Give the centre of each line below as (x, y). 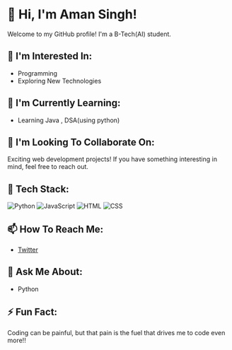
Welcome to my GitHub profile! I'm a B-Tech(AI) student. (89, 34)
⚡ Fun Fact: (33, 312)
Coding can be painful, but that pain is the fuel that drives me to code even (116, 332)
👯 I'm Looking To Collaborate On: (81, 142)
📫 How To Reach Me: (56, 229)
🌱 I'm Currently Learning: (64, 103)
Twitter (28, 250)
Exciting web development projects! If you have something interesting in (112, 159)
